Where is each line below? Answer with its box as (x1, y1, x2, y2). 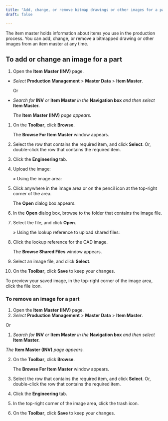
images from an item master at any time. (5, 40, 89, 46)
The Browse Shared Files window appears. (12, 249, 102, 255)
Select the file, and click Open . (12, 220, 76, 226)
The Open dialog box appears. (12, 200, 76, 206)
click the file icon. (5, 283, 42, 289)
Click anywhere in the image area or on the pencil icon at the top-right (12, 185, 158, 191)
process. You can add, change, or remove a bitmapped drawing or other (5, 35, 154, 41)
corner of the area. (12, 191, 52, 197)
